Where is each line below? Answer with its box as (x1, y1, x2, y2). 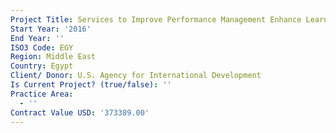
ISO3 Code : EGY (10, 42, 74, 53)
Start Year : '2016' (10, 24, 92, 34)
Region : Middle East (10, 52, 97, 62)
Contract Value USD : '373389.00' (10, 107, 150, 118)
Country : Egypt (10, 61, 74, 71)
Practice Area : (10, 89, 74, 99)
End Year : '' (10, 33, 65, 43)
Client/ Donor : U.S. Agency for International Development (10, 71, 262, 81)
